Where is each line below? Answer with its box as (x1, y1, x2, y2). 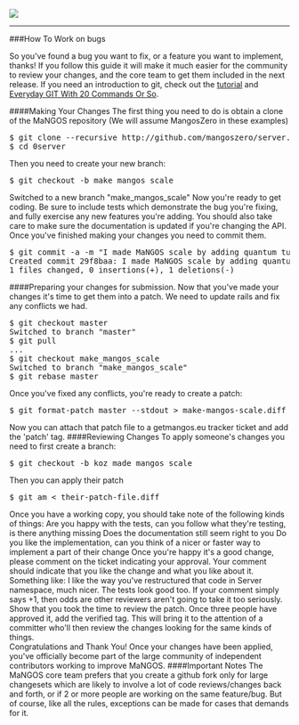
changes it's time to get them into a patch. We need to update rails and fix (9, 291, 280, 302)
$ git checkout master (9, 318, 109, 328)
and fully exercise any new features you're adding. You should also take (9, 211, 273, 222)
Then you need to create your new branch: (9, 159, 166, 168)
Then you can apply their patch (9, 475, 125, 485)
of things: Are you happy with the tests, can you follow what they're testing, (9, 518, 287, 529)
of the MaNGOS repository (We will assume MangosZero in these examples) (9, 116, 289, 126)
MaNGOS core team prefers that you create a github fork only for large (9, 670, 269, 680)
